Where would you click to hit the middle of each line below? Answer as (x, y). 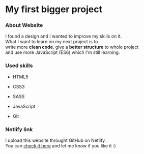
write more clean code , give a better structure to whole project (72, 47)
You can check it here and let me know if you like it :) (61, 146)
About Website (24, 25)
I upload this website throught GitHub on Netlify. (56, 140)
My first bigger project (54, 9)
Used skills (19, 66)
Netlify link (19, 129)
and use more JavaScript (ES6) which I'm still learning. (63, 52)
